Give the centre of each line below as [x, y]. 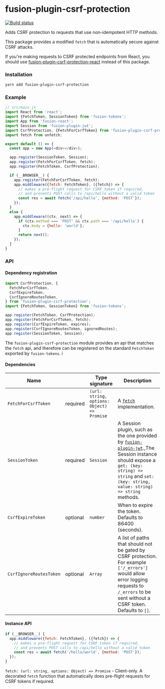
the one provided [137, 436]
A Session [129, 423]
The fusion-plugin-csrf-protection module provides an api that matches [80, 343]
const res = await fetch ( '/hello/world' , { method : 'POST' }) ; [78, 652]
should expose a [137, 460]
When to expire [135, 505]
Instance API [18, 624]
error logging [133, 579]
